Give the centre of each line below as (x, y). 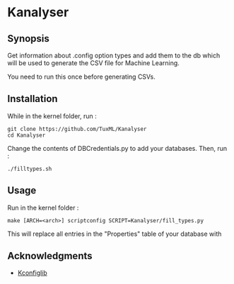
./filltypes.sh (30, 169)
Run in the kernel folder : (43, 208)
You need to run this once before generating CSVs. (81, 76)
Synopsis (28, 39)
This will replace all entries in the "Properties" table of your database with (115, 234)
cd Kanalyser (27, 135)
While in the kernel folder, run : (52, 116)
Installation (33, 99)
